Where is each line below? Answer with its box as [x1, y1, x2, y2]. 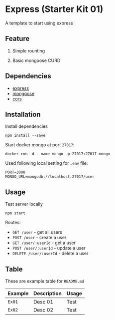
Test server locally [5, 201, 43, 207]
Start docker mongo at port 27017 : [5, 142, 75, 148]
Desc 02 [33, 307, 54, 313]
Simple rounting [12, 47, 45, 53]
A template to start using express [5, 20, 73, 26]
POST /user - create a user [12, 235, 67, 241]
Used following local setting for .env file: [5, 160, 88, 166]
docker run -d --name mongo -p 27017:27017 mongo [5, 151, 111, 157]
